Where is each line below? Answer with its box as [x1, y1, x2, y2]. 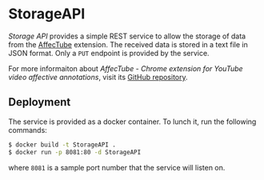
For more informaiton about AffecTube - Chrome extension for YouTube [8, 63, 243, 73]
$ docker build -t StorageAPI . [8, 141, 116, 149]
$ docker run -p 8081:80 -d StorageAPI [8, 148, 142, 156]
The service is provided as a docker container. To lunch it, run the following [8, 117, 257, 126]
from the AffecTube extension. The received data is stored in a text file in [8, 39, 248, 49]
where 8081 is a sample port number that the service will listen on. [8, 162, 226, 172]
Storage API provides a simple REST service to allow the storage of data [8, 31, 246, 41]
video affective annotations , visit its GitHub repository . [8, 72, 188, 82]
